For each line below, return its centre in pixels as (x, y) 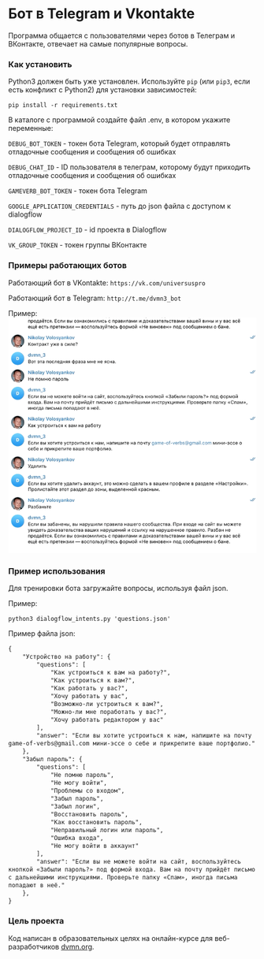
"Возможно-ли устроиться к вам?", (107, 704)
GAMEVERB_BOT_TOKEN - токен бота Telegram (78, 191)
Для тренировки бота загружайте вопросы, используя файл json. (118, 589)
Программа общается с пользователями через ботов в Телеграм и (121, 35)
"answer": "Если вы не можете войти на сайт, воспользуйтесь (139, 862)
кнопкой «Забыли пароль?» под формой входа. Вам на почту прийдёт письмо (132, 870)
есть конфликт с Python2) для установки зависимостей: (102, 90)
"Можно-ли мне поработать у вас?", (109, 712)
